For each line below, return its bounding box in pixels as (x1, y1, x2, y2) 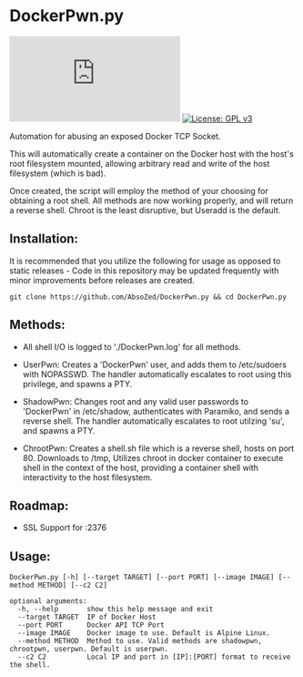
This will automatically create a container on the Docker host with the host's (9, 148, 294, 159)
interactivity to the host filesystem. (22, 471, 153, 483)
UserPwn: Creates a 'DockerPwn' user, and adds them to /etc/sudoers (22, 359, 287, 370)
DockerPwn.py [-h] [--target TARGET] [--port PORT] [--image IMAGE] (9, 573, 275, 582)
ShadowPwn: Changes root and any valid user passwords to (22, 395, 248, 406)
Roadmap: (9, 497, 69, 513)
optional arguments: (9, 597, 88, 606)
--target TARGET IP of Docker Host (17, 612, 157, 622)
